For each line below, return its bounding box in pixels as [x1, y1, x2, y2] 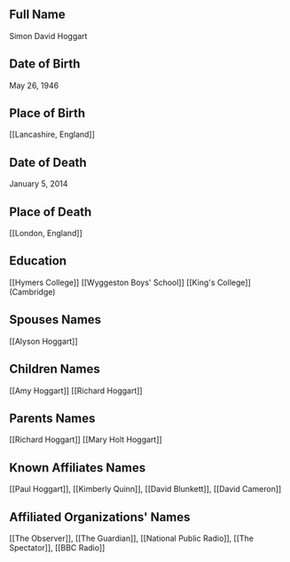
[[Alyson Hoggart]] [9, 336, 78, 346]
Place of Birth [9, 106, 86, 121]
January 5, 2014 [9, 178, 68, 189]
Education [9, 253, 67, 269]
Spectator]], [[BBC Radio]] [9, 542, 106, 553]
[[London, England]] [9, 228, 82, 239]
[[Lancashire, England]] [9, 129, 96, 140]
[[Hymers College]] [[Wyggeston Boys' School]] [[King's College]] [9, 277, 251, 288]
